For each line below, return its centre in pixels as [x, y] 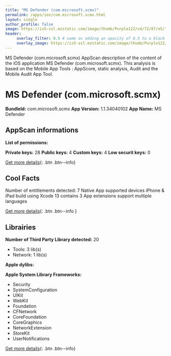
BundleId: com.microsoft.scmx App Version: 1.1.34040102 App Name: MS [83, 109]
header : [13, 34]
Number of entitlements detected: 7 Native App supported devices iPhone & [85, 190]
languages [16, 201]
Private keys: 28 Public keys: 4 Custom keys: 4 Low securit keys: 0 [78, 152]
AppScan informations [42, 130]
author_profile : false [29, 24]
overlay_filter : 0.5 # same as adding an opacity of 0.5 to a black [91, 39]
